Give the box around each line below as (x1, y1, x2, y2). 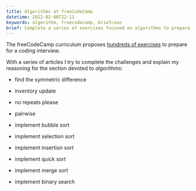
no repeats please (14, 99, 59, 106)
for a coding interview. (6, 47, 60, 54)
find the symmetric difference (14, 76, 87, 83)
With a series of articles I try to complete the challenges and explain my (6, 59, 179, 66)
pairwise (14, 110, 36, 117)
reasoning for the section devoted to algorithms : (6, 65, 123, 72)
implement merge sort (14, 167, 69, 174)
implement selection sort (14, 133, 75, 140)
